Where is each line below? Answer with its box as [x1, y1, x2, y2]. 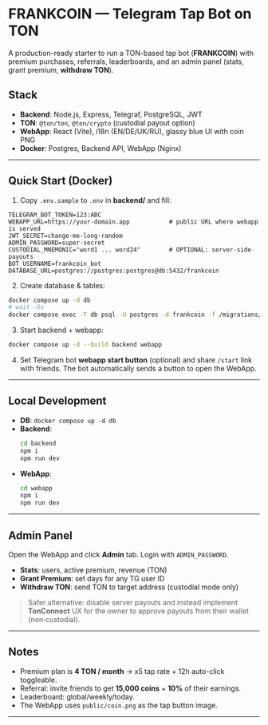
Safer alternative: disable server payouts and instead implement [27, 597, 238, 607]
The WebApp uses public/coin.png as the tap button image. [19, 700, 218, 710]
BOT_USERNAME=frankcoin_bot [8, 259, 102, 267]
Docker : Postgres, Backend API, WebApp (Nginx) [19, 143, 182, 153]
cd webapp [19, 484, 53, 492]
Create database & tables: [19, 280, 105, 290]
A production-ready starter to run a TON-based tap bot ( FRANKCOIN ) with [8, 48, 254, 57]
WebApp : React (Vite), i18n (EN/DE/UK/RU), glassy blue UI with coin [19, 126, 245, 136]
